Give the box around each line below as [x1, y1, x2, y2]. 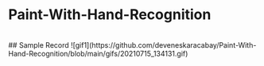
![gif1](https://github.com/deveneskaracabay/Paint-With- [70, 40, 257, 49]
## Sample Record [8, 40, 69, 49]
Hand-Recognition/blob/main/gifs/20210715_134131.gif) [8, 49, 188, 58]
